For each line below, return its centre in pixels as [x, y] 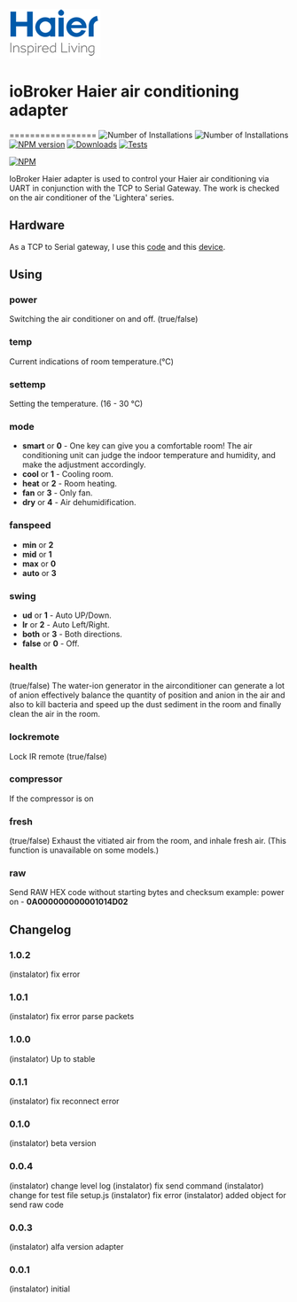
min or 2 [38, 544]
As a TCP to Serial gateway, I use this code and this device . [117, 246]
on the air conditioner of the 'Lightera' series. [92, 197]
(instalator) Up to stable [52, 1058]
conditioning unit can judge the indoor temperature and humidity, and [149, 456]
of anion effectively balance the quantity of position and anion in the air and [147, 695]
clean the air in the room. [55, 714]
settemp [27, 384]
